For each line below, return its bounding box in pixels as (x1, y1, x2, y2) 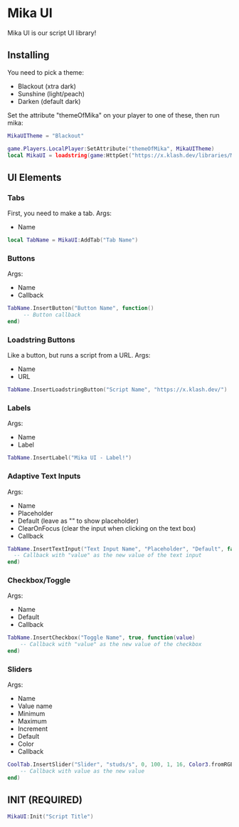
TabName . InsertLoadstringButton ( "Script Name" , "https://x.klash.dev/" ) (7, 386, 228, 393)
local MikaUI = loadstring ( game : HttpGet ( (7, 152, 132, 159)
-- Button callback (23, 311, 81, 318)
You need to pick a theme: (7, 68, 84, 76)
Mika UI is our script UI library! (7, 28, 97, 37)
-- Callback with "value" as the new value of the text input (14, 552, 202, 559)
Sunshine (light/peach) (17, 89, 85, 98)
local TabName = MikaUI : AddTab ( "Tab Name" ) (7, 236, 139, 244)
